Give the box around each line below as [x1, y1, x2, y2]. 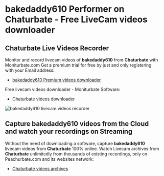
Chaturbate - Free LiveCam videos [5, 14, 148, 25]
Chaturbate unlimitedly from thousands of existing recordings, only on [5, 151, 148, 157]
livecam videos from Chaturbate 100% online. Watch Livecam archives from [5, 146, 159, 151]
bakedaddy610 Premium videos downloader [12, 77, 101, 83]
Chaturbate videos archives [12, 166, 69, 172]
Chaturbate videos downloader [12, 96, 75, 102]
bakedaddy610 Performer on [5, 3, 125, 15]
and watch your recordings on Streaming [5, 127, 133, 136]
